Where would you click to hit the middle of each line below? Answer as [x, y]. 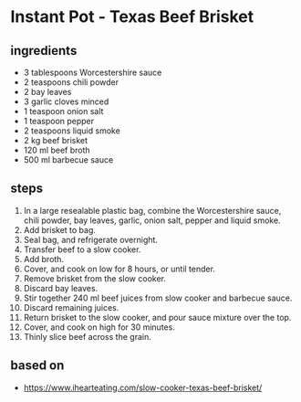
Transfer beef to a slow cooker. [82, 249]
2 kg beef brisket [56, 140]
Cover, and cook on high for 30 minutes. [99, 327]
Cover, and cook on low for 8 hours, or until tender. [119, 269]
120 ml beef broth [57, 150]
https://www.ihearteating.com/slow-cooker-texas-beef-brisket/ [143, 387]
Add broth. [44, 259]
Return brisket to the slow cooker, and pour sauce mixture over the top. [157, 317]
